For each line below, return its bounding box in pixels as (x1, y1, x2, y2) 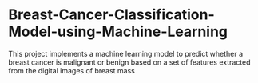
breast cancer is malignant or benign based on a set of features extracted (8, 57, 251, 67)
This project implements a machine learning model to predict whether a (8, 49, 244, 58)
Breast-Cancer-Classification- (8, 6, 216, 24)
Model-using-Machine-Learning (8, 22, 228, 41)
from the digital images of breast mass (8, 65, 136, 75)
